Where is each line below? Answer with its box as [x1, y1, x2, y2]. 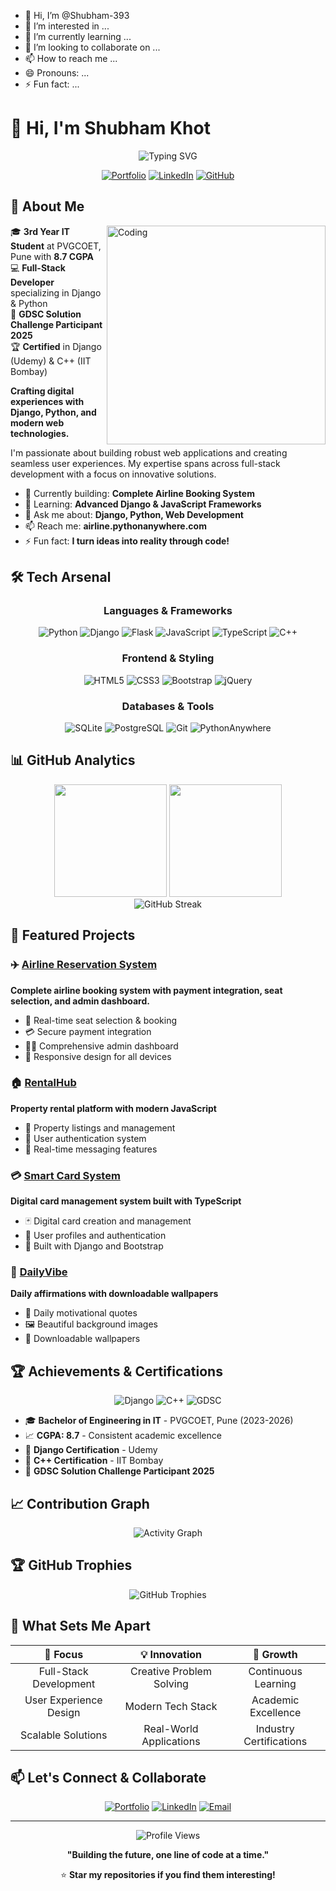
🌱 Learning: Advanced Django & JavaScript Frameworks [24, 498, 262, 510]
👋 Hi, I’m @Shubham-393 [24, 10, 130, 21]
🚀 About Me [10, 198, 85, 215]
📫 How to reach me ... [24, 53, 118, 64]
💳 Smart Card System [10, 1168, 121, 1182]
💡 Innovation [139, 1647, 203, 1661]
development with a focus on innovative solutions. [10, 468, 217, 480]
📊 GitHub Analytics [10, 752, 136, 769]
